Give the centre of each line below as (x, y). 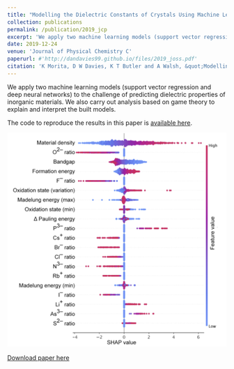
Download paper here (38, 358)
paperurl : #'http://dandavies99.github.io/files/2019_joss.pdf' (102, 59)
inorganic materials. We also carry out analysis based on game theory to (111, 102)
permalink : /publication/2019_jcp (57, 29)
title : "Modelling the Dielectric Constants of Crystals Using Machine (113, 15)
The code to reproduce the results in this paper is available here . (100, 123)
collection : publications (45, 22)
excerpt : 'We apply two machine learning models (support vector (104, 37)
